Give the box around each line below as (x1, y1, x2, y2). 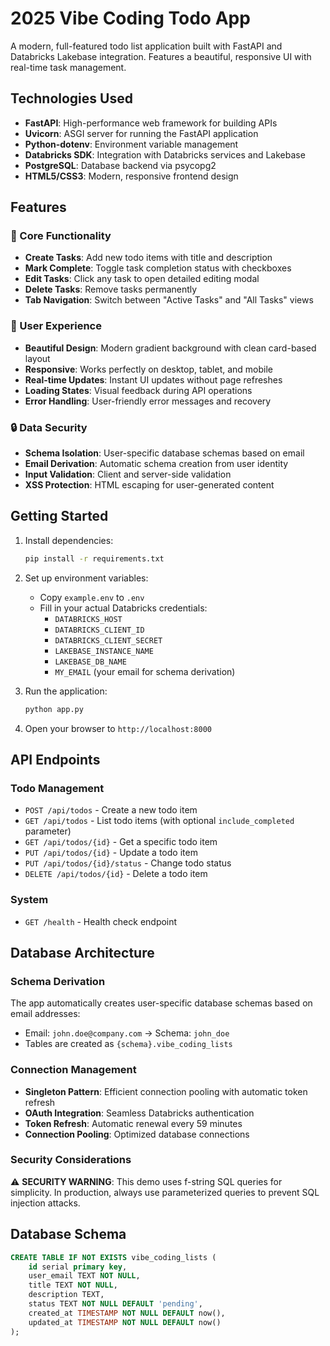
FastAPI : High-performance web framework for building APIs (24, 117, 278, 129)
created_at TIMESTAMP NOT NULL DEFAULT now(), (28, 1308, 226, 1318)
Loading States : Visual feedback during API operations (24, 384, 253, 396)
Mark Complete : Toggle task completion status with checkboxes (24, 262, 292, 274)
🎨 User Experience (10, 319, 102, 333)
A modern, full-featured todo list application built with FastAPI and (10, 40, 283, 52)
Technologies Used (10, 90, 133, 107)
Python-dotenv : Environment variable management (24, 138, 239, 150)
